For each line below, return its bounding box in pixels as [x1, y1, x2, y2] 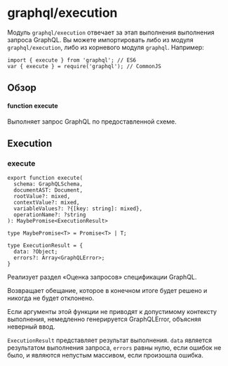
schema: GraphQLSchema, [13, 181, 83, 188]
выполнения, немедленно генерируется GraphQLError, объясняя [7, 315, 201, 324]
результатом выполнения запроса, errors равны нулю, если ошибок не [7, 344, 222, 352]
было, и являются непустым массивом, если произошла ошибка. [7, 351, 203, 360]
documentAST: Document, [13, 187, 83, 194]
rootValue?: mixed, [13, 193, 71, 200]
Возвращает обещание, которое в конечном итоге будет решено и [7, 287, 208, 295]
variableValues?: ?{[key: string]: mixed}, [13, 205, 142, 212]
